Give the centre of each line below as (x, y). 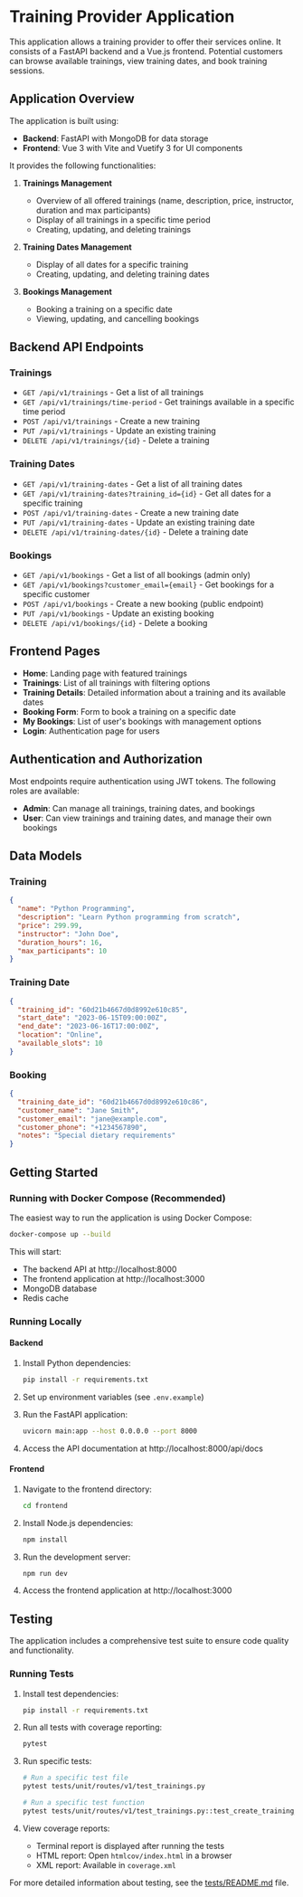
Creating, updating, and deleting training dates (123, 274)
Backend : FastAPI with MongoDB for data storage (115, 138)
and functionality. (42, 1650)
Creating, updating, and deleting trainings (114, 229)
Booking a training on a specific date (104, 308)
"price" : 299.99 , (50, 925)
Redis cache (46, 1298)
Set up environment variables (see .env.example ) (114, 1397)
